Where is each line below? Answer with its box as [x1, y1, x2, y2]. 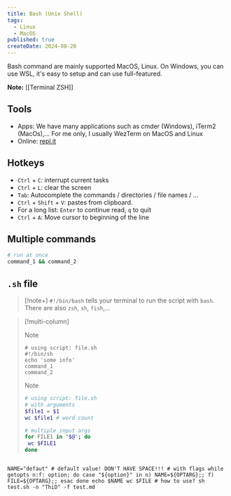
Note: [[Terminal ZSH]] [7, 83, 73, 91]
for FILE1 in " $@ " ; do [24, 434, 91, 441]
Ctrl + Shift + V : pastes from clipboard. [17, 198, 133, 207]
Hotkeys [7, 157, 45, 169]
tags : [7, 17, 23, 24]
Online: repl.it [17, 137, 57, 145]
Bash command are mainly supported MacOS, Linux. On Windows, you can [7, 62, 224, 70]
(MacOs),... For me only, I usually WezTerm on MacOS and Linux [17, 129, 203, 137]
